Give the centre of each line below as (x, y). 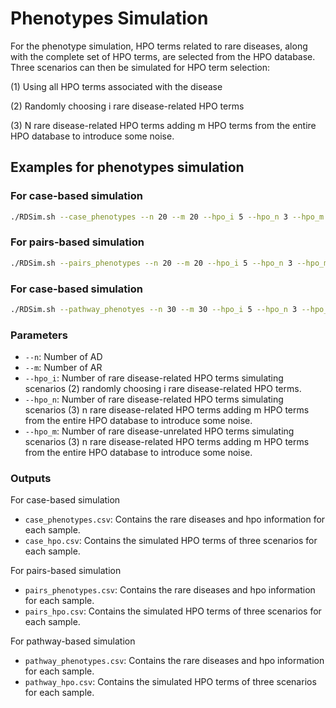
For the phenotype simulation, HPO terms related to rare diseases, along (159, 46)
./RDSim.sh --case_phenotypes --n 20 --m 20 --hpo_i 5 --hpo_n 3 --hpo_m (167, 217)
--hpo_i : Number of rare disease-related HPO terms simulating (154, 378)
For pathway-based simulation (73, 641)
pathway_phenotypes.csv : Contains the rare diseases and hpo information (174, 661)
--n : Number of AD (63, 357)
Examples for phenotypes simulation (127, 167)
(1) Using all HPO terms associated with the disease (116, 86)
